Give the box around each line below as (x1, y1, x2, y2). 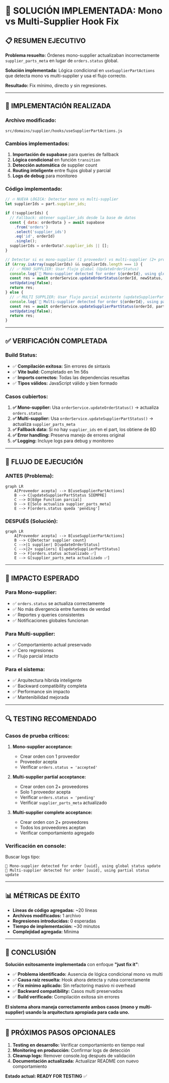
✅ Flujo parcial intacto (12, 653, 59, 659)
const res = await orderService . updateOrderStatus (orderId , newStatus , (10, 276, 163, 281)
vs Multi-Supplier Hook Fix (5, 16, 119, 27)
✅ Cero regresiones (12, 647, 54, 654)
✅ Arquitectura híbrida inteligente (12, 677, 82, 683)
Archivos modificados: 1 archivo (12, 913, 81, 919)
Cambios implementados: (5, 140, 69, 147)
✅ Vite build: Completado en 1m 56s (12, 369, 89, 375)
